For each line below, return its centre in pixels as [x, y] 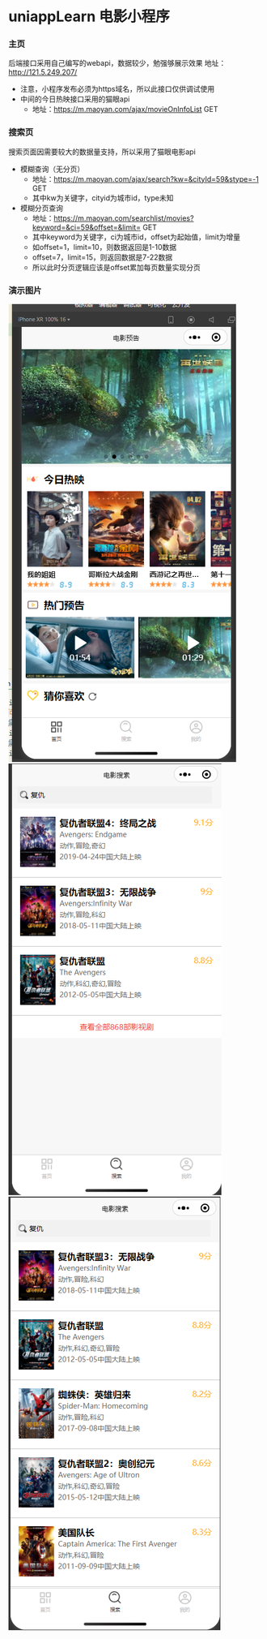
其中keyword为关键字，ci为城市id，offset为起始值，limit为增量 [136, 237]
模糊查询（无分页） [52, 169]
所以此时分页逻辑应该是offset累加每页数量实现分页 [116, 267]
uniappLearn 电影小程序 [89, 17]
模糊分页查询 [41, 208]
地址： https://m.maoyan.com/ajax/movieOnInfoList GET [125, 110]
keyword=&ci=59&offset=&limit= [87, 227]
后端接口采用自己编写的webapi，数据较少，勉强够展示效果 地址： [117, 63]
